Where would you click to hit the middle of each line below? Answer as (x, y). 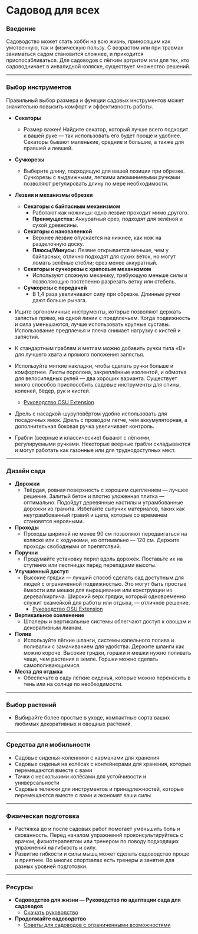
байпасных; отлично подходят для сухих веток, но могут (104, 256)
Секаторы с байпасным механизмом (72, 206)
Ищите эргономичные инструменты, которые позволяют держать (98, 311)
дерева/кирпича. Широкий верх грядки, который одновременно (105, 596)
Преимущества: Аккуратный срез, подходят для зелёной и (107, 219)
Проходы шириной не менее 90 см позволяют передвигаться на (105, 534)
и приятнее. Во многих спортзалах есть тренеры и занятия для (95, 860)
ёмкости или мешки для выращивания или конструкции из (98, 590)
